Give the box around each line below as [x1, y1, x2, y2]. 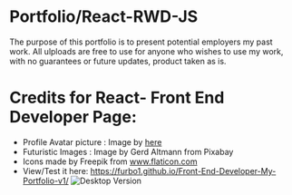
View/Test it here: [22, 165, 89, 176]
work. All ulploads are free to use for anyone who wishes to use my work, [9, 45, 284, 56]
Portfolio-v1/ [22, 175, 70, 186]
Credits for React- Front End [9, 88, 225, 108]
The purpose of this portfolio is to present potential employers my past [9, 36, 274, 47]
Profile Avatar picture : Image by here [22, 136, 162, 147]
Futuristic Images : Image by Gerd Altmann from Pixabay [22, 146, 234, 157]
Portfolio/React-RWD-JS [9, 6, 199, 27]
